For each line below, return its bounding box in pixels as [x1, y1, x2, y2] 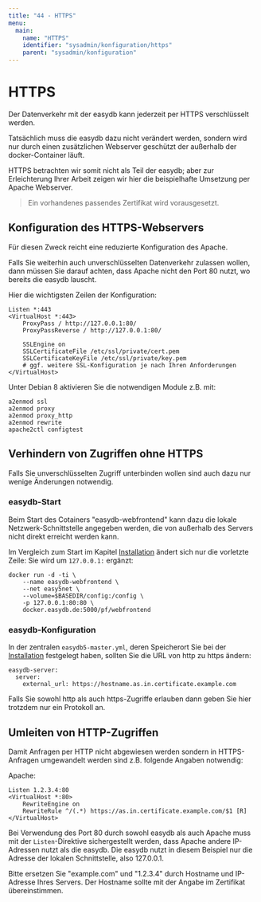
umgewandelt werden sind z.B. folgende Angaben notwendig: [41, 755, 243, 765]
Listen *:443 [8, 305, 52, 313]
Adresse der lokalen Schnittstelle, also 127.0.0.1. [8, 853, 165, 863]
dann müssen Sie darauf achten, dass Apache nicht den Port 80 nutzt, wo [8, 266, 251, 276]
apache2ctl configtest [8, 426, 84, 433]
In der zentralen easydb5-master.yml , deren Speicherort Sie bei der [8, 642, 227, 652]
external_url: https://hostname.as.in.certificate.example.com [22, 680, 237, 688]
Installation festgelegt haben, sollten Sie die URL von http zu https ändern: [8, 651, 251, 661]
